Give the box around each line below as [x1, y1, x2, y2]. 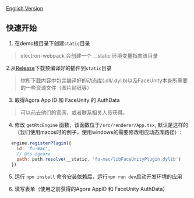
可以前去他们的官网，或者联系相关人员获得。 [20, 109, 128, 116]
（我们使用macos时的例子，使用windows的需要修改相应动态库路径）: [14, 128, 182, 136]
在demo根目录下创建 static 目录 [14, 40, 90, 47]
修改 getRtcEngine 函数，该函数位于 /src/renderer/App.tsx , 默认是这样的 [14, 121, 188, 128]
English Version [6, 5, 44, 12]
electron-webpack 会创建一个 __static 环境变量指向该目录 [20, 52, 158, 59]
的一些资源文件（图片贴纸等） [20, 84, 92, 91]
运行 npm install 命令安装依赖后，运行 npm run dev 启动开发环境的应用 [14, 173, 182, 180]
